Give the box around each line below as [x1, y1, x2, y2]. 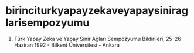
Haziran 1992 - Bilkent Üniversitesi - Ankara [13, 41, 120, 48]
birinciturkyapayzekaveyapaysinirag [5, 4, 189, 17]
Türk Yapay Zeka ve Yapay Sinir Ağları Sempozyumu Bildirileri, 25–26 [13, 35, 181, 42]
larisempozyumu [5, 16, 90, 29]
